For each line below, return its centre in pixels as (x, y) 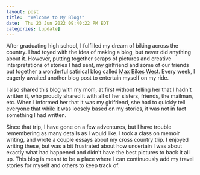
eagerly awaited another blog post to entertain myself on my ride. (88, 78)
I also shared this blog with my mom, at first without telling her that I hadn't (99, 90)
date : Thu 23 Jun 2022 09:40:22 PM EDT (58, 23)
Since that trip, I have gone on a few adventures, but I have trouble (89, 127)
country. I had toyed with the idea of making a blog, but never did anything (99, 52)
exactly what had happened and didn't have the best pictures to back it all (98, 153)
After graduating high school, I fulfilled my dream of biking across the (92, 46)
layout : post (23, 12)
